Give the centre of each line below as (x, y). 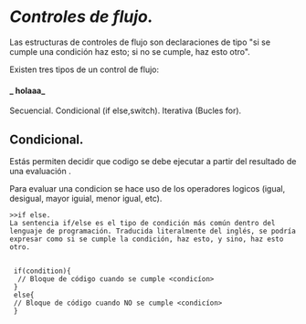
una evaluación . (40, 171)
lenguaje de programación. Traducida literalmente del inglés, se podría (153, 231)
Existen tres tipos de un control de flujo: (84, 69)
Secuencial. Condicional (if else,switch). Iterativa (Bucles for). (126, 110)
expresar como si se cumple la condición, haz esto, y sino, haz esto (147, 239)
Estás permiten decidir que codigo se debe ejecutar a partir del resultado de (153, 161)
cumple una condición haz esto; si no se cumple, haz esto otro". (130, 51)
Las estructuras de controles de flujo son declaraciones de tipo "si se (140, 42)
